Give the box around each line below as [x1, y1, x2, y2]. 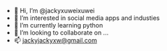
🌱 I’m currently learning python [13, 21, 103, 29]
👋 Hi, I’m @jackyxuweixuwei [13, 7, 95, 14]
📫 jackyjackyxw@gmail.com [13, 37, 98, 44]
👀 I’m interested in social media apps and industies [13, 14, 160, 22]
